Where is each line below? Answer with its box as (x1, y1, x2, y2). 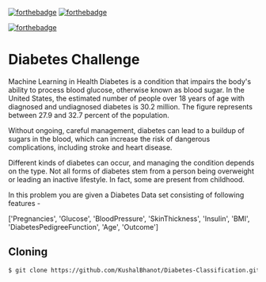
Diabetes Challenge (8, 51, 140, 69)
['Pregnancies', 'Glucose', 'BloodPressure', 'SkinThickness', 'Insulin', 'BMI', (8, 214, 250, 223)
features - (8, 198, 41, 208)
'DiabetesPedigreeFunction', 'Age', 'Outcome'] (8, 222, 159, 231)
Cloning (8, 246, 48, 259)
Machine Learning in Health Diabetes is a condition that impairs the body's (8, 76, 252, 86)
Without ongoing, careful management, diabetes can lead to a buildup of (8, 125, 245, 135)
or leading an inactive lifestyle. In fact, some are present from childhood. (8, 174, 245, 184)
